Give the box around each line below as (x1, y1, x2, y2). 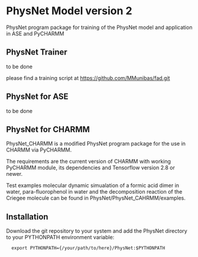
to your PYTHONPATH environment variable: (6, 234, 115, 241)
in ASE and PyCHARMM (6, 30, 64, 37)
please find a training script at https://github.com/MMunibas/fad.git (6, 74, 170, 81)
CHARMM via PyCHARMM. (6, 146, 72, 153)
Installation (6, 211, 48, 221)
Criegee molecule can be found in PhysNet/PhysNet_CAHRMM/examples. (6, 194, 186, 202)
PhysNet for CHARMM (6, 124, 90, 134)
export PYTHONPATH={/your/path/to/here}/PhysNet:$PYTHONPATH (11, 245, 165, 251)
